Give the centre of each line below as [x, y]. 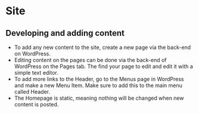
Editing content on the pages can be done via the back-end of [91, 60]
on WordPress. [32, 54]
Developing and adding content [65, 33]
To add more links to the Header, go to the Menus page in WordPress [99, 79]
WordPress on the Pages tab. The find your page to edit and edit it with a [103, 66]
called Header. [32, 92]
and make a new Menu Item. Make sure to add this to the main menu [98, 85]
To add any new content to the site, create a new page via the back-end [102, 47]
